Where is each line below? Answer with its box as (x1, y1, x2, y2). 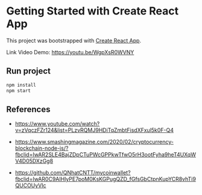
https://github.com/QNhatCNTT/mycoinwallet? (14, 169, 131, 176)
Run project (6, 66, 51, 76)
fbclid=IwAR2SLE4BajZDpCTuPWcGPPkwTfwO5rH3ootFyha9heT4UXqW (14, 151, 196, 158)
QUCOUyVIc (14, 182, 46, 189)
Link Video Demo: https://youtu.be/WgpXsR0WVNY (6, 48, 134, 55)
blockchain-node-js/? (14, 144, 69, 152)
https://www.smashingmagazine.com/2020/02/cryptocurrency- (14, 138, 174, 146)
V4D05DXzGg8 (14, 158, 53, 165)
